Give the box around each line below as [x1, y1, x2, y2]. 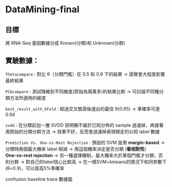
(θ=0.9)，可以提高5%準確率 [5, 165, 65, 171]
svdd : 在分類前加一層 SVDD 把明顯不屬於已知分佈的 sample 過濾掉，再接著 [5, 122, 164, 128]
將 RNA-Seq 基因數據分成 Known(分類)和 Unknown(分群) [5, 40, 126, 46]
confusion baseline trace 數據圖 [5, 176, 73, 182]
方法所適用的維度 [9, 95, 46, 101]
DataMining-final [5, 4, 80, 15]
